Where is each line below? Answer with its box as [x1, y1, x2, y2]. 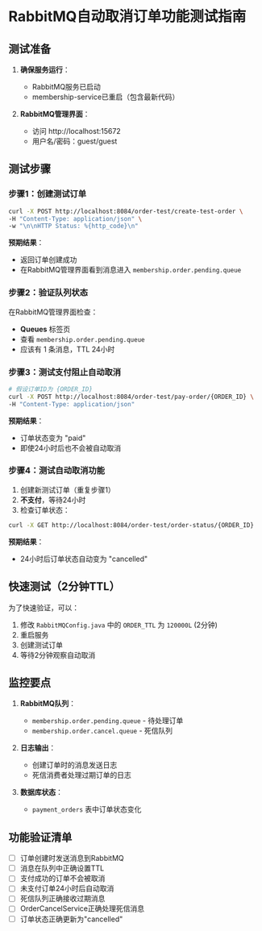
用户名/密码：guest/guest [31, 136, 118, 146]
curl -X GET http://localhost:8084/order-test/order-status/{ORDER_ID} [8, 521, 254, 529]
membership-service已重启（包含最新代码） [31, 92, 180, 102]
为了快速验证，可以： [8, 602, 79, 613]
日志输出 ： [19, 743, 56, 753]
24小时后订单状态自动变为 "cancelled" [19, 554, 148, 563]
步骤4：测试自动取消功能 [8, 465, 106, 476]
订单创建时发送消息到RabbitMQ [19, 854, 125, 863]
